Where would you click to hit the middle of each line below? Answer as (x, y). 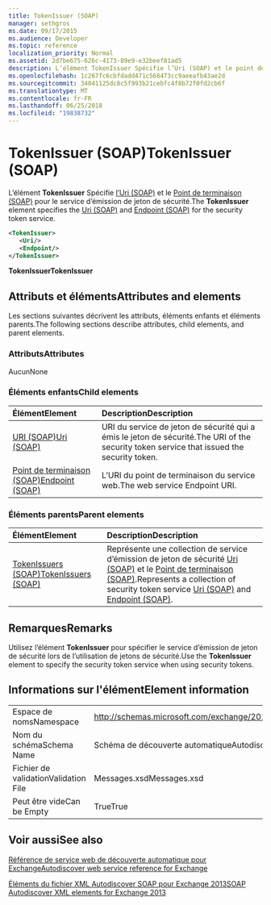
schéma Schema (43, 744)
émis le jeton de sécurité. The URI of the (176, 436)
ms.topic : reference (43, 46)
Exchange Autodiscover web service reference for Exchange (108, 868)
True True (111, 806)
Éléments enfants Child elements (73, 392)
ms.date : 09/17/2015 (43, 31)
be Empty (31, 811)
